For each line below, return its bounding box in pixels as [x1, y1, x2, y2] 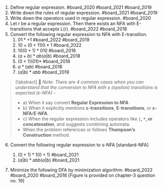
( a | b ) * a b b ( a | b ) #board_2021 [17, 157, 80, 163]
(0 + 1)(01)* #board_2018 [17, 58, 70, 64]
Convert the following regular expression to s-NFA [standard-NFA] [10, 142, 149, 148]
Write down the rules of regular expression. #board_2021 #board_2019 [10, 10, 158, 16]
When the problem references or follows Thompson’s [22, 127, 136, 133]
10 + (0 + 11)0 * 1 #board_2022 [17, 42, 82, 48]
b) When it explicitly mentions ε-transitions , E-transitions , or [22, 105, 151, 111]
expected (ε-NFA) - [15, 90, 56, 96]
